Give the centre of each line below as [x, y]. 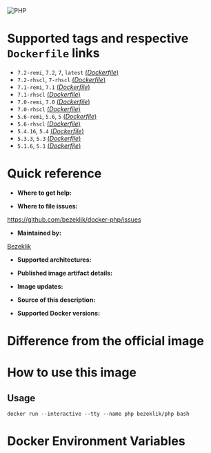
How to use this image [72, 373]
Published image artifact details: [64, 273]
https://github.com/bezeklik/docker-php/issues [74, 219]
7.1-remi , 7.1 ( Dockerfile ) [54, 87]
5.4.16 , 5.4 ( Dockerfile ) [50, 131]
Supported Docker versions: [59, 313]
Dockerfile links [53, 54]
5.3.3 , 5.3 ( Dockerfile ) [49, 138]
